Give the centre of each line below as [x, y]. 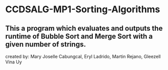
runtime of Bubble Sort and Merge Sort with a [79, 36]
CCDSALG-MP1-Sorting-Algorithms [83, 9]
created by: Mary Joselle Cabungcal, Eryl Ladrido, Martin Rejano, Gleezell [83, 56]
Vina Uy [14, 62]
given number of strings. [46, 44]
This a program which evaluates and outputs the [84, 28]
